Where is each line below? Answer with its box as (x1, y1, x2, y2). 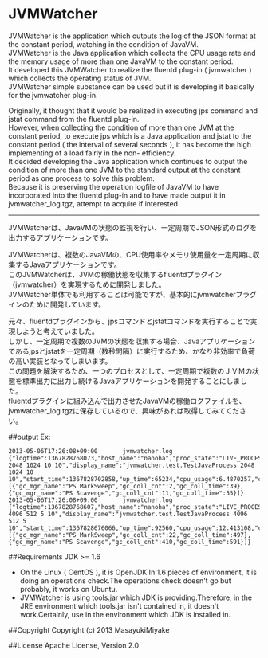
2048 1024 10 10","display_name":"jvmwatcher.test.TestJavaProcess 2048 (8, 461, 255, 469)
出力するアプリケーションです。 (8, 233, 113, 242)
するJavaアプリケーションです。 (14, 260, 121, 269)
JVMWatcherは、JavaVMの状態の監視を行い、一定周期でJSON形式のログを (8, 222, 258, 232)
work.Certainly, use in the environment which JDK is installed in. (19, 609, 231, 619)
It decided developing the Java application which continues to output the (8, 156, 248, 166)
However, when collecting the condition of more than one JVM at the (8, 123, 235, 132)
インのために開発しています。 (8, 300, 106, 309)
